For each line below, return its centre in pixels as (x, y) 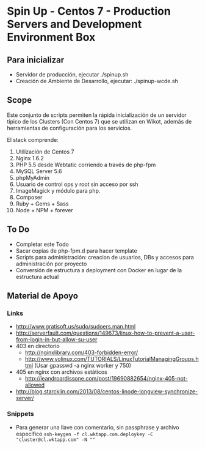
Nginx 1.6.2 (30, 158)
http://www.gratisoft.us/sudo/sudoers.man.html (76, 327)
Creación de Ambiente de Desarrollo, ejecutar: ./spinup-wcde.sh (97, 81)
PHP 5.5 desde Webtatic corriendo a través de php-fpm (86, 165)
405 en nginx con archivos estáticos (61, 372)
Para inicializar (36, 60)
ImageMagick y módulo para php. (58, 190)
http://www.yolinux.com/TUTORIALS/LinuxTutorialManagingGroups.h (112, 359)
